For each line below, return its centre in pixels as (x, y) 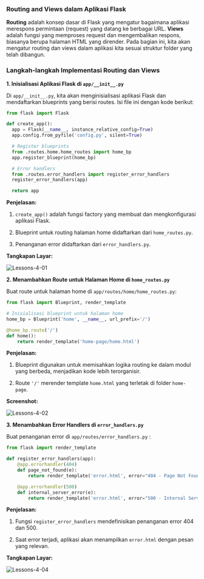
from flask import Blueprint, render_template (66, 303)
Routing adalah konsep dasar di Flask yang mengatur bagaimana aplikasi (98, 23)
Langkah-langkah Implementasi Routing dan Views (83, 71)
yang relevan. (32, 546)
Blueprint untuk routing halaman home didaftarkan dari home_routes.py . (104, 232)
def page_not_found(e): (47, 470)
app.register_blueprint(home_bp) (54, 158)
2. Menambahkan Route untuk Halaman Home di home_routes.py (88, 280)
